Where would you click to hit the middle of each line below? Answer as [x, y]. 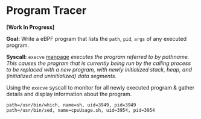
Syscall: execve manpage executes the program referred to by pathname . [98, 56]
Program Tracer [46, 11]
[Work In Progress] [30, 27]
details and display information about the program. [69, 94]
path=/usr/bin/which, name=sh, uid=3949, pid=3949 [71, 105]
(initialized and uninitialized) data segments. [61, 76]
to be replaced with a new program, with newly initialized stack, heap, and [99, 69]
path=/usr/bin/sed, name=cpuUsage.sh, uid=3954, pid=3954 [81, 110]
